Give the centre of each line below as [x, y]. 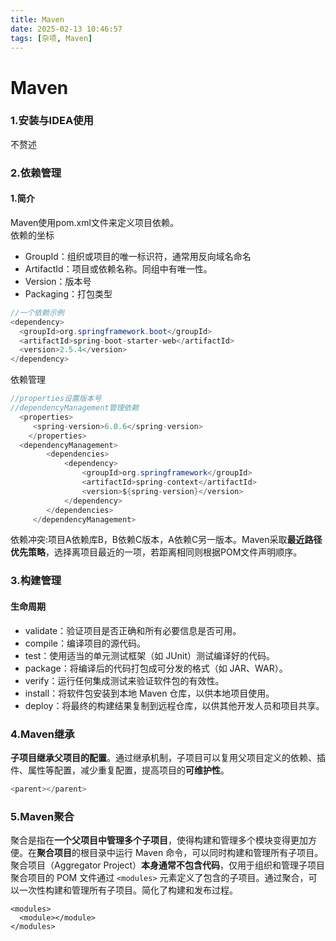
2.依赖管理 [36, 173]
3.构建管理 [36, 581]
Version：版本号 [58, 281]
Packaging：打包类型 [68, 293]
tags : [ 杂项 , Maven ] [51, 38]
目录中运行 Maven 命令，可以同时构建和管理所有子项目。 [206, 853]
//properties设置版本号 [56, 399]
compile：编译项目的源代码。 [85, 643]
